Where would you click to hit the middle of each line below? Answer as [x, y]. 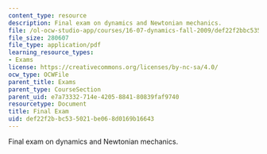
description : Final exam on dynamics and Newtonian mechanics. [115, 23]
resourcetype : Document [48, 104]
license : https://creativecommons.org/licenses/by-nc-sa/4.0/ [113, 67]
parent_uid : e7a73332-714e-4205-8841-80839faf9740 [94, 97]
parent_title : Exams [43, 82]
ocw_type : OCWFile [39, 75]
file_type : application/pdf [55, 45]
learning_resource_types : [51, 52]
